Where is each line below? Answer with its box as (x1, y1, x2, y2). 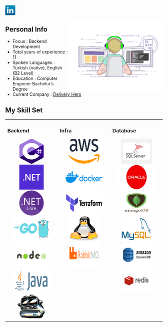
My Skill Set (5, 106, 43, 114)
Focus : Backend (12, 38, 47, 44)
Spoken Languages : (12, 59, 55, 65)
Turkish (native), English (12, 65, 62, 71)
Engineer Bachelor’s (12, 81, 54, 87)
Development (12, 43, 40, 50)
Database (112, 127, 136, 134)
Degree (12, 86, 28, 92)
